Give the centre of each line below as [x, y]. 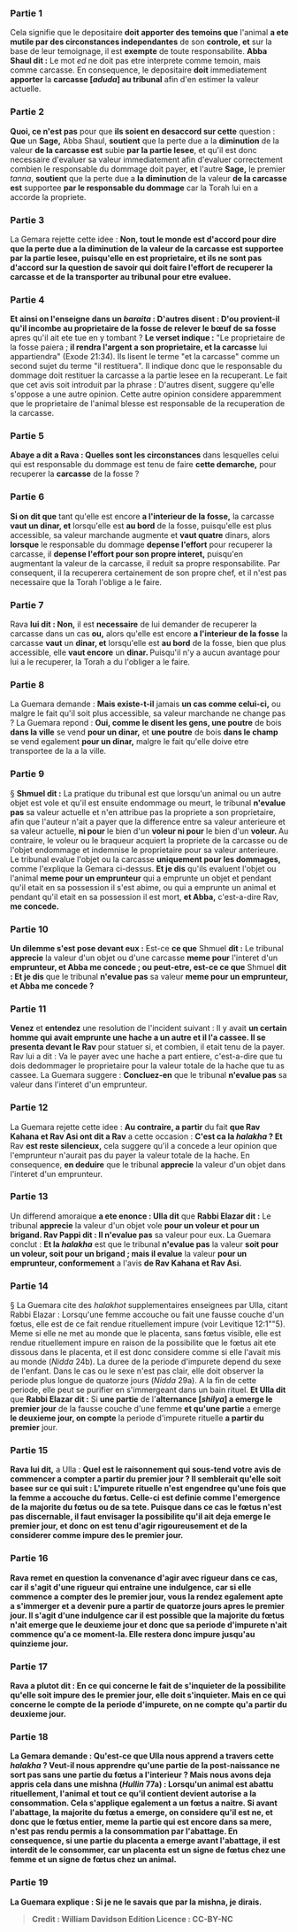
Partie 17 [29, 1666]
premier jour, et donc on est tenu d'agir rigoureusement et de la [129, 1526]
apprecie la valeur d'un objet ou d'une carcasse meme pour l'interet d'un [144, 958]
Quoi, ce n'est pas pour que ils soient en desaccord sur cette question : [143, 131]
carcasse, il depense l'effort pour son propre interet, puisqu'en [127, 554]
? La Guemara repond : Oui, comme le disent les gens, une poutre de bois [146, 723]
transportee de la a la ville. [58, 751]
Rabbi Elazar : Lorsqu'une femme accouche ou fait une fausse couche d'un [147, 1315]
